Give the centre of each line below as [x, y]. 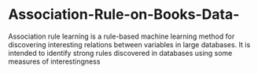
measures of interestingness [54, 61]
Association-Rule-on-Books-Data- [124, 15]
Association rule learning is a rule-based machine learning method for [122, 36]
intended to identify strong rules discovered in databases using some [120, 53]
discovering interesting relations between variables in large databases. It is [129, 44]
